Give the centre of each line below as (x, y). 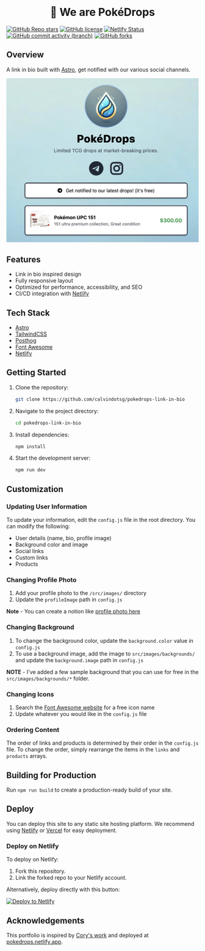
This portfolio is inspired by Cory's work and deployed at (77, 935)
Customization (35, 489)
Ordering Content (33, 729)
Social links (29, 551)
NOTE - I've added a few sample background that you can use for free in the (103, 672)
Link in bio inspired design (48, 274)
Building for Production (51, 775)
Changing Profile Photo (41, 580)
